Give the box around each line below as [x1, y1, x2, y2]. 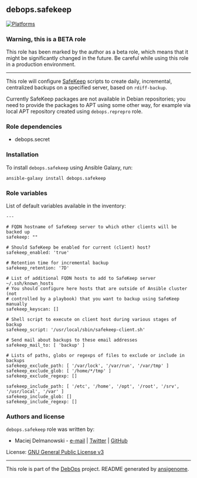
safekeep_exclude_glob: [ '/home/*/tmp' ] [6, 368, 111, 374]
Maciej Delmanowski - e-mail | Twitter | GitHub [14, 437, 128, 444]
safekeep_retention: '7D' [6, 265, 69, 271]
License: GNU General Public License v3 [6, 449, 104, 456]
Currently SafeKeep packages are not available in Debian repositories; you [6, 95, 186, 102]
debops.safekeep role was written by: [6, 426, 95, 433]
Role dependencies [6, 123, 63, 131]
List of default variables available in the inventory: [6, 202, 126, 209]
